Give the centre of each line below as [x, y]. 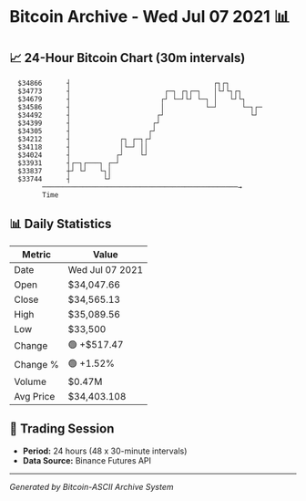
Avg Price [35, 396]
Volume [31, 381]
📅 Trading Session [62, 429]
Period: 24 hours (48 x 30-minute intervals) [105, 451]
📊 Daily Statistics [61, 224]
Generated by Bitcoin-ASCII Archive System [92, 486]
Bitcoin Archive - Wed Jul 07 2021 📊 [150, 17]
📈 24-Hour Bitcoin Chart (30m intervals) [127, 58]
